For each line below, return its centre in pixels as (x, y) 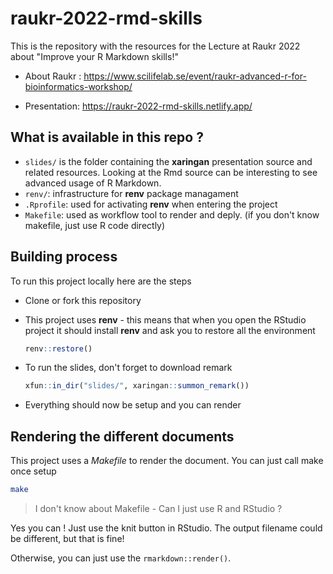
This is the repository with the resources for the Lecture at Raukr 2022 (155, 46)
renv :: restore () (58, 348)
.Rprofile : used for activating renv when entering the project (151, 204)
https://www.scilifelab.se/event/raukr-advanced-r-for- (195, 76)
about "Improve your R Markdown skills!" (94, 56)
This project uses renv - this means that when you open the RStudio (165, 319)
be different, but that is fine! (67, 538)
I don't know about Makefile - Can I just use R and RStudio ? (158, 508)
